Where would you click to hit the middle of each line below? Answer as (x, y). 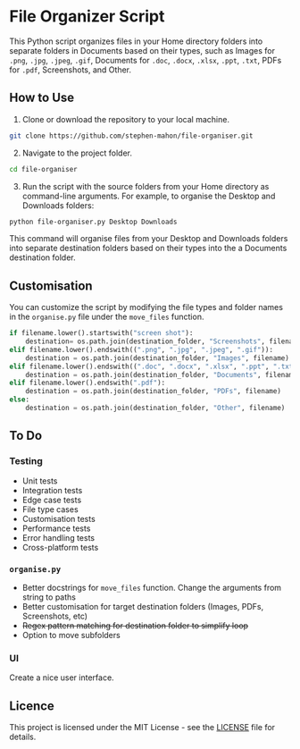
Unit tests (40, 481)
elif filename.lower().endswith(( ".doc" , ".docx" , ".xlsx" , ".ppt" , (139, 366)
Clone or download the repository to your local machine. (126, 119)
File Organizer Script (87, 17)
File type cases (50, 509)
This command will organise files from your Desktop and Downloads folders (149, 239)
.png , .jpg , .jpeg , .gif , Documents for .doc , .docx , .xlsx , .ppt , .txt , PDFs (146, 60)
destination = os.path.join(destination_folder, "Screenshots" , (146, 341)
